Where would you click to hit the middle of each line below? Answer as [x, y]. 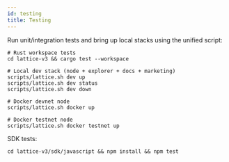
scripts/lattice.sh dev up [46, 77]
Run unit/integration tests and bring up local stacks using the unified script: [115, 40]
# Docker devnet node [39, 102]
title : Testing [29, 20]
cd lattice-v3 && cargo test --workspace [68, 59]
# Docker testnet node [40, 120]
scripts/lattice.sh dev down [49, 89]
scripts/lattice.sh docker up [51, 107]
